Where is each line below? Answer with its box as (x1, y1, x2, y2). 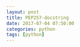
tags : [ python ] (6, 32, 45, 38)
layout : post (6, 9, 39, 15)
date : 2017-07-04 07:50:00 (6, 20, 75, 26)
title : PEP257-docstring (6, 15, 69, 21)
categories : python (6, 26, 56, 32)
